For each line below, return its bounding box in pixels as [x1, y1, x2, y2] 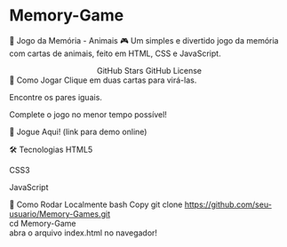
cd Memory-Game [9, 218, 76, 228]
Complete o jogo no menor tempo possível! [9, 108, 167, 120]
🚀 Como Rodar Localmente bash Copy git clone [9, 199, 183, 210]
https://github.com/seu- [184, 199, 273, 210]
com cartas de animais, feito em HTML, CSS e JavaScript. [9, 48, 221, 59]
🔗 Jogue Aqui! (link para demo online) [9, 126, 147, 137]
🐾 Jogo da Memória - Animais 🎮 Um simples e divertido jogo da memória [9, 35, 279, 45]
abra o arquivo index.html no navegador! [9, 227, 158, 238]
